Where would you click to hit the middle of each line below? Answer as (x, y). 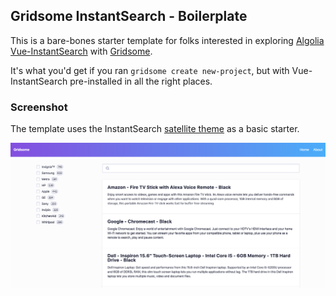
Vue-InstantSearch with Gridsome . (81, 51)
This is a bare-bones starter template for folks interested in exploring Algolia (167, 40)
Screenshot (39, 107)
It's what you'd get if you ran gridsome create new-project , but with (150, 70)
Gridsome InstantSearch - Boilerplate (129, 16)
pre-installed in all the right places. (141, 81)
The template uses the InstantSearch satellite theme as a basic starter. (155, 129)
